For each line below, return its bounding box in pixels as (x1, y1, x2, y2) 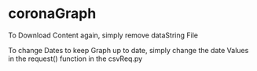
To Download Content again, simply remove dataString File (8, 30, 199, 40)
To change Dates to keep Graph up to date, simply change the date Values (8, 45, 249, 55)
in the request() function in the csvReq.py (8, 54, 143, 63)
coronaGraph (8, 5, 97, 23)
